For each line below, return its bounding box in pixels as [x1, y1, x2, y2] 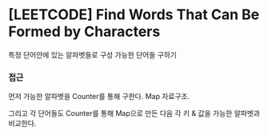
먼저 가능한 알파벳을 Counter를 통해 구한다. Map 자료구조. [8, 92, 190, 101]
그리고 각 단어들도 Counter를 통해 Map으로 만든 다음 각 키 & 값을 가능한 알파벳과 [8, 109, 260, 118]
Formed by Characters [8, 22, 161, 41]
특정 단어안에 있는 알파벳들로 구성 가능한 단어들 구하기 [8, 50, 178, 59]
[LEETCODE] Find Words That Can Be [8, 6, 260, 24]
